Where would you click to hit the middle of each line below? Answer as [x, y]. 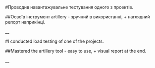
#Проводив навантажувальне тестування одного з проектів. [69, 7]
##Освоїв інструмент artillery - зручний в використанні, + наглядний [77, 17]
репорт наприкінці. [25, 22]
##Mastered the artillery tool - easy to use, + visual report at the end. [76, 51]
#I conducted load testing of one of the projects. [54, 41]
